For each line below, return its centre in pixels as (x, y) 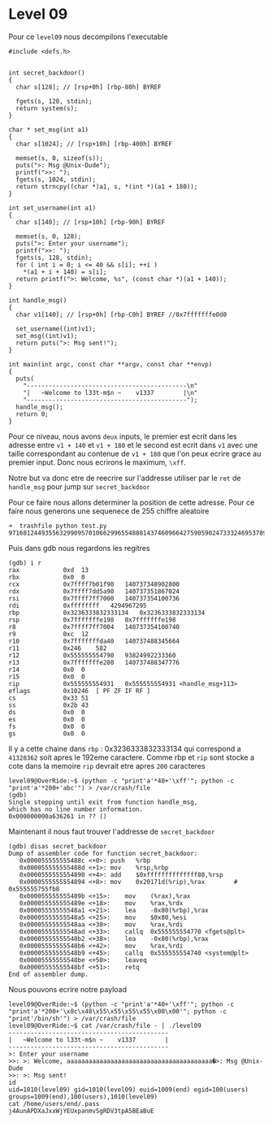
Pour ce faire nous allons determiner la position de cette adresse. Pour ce (132, 502)
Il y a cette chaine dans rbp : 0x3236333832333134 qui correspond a (125, 748)
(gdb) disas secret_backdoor (58, 846)
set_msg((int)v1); (47, 336)
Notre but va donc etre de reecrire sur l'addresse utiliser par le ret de (125, 478)
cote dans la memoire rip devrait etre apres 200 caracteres (107, 765)
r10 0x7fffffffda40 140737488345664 (94, 641)
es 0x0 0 (47, 719)
